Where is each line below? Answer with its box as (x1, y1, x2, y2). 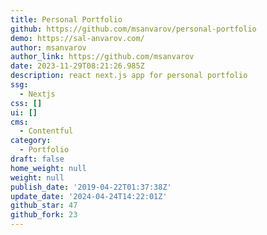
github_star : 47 (10, 201, 78, 211)
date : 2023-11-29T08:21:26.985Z (10, 61, 145, 71)
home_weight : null (10, 163, 87, 173)
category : (10, 136, 52, 146)
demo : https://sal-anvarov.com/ (10, 33, 145, 43)
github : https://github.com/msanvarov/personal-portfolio (10, 24, 257, 34)
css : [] (10, 98, 43, 108)
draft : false (10, 154, 65, 164)
